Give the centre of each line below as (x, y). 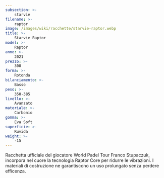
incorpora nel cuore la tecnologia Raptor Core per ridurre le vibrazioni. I (79, 160)
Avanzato (23, 104)
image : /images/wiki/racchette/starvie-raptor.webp (61, 29)
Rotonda (22, 75)
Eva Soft (23, 122)
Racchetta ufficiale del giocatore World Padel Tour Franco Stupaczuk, (77, 155)
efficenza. (16, 171)
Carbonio (23, 113)
